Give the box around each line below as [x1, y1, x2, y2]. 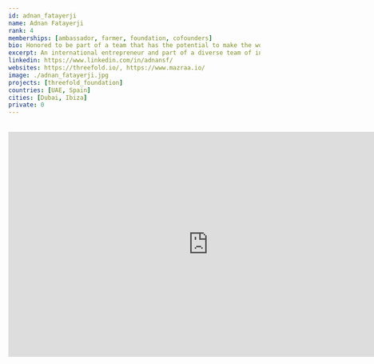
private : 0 [8, 101, 45, 109]
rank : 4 [8, 26, 34, 34]
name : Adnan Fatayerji [8, 19, 84, 27]
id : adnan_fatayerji [8, 11, 78, 20]
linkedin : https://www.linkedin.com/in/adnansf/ [8, 57, 173, 65]
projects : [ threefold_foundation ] [8, 78, 124, 86]
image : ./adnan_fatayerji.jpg [8, 71, 109, 79]
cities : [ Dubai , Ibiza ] [8, 94, 88, 102]
